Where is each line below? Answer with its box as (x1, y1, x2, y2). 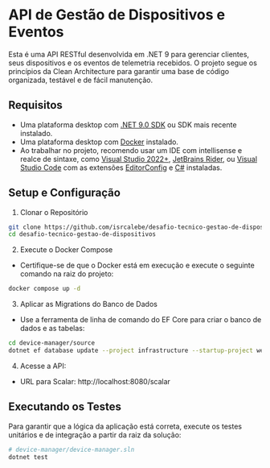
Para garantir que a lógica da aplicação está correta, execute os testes (8, 421, 243, 431)
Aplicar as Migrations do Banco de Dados (19, 300, 158, 309)
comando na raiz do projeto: (19, 269, 114, 279)
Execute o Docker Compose (19, 245, 113, 255)
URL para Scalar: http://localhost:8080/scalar (19, 376, 171, 386)
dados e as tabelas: (19, 324, 85, 333)
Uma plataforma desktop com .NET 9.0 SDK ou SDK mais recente (19, 119, 237, 130)
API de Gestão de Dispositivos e (8, 6, 226, 24)
